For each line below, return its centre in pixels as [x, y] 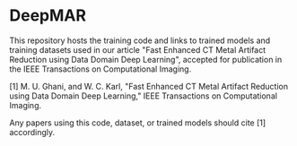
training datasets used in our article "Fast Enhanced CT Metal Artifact [138, 49]
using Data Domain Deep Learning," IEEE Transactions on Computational [144, 96]
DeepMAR [48, 16]
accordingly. [32, 132]
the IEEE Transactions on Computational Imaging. [100, 69]
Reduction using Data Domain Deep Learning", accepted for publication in [146, 59]
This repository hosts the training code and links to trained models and [140, 40]
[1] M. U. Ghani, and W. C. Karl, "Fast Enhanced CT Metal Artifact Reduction [149, 86]
